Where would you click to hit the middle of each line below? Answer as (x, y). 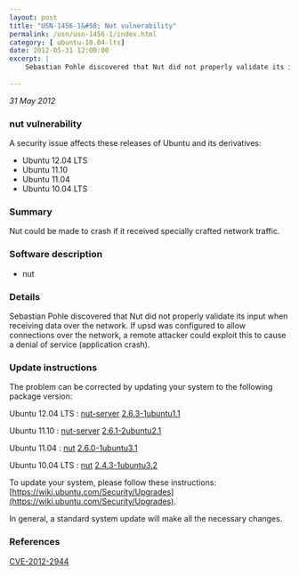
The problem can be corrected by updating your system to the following (141, 387)
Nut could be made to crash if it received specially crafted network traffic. (145, 231)
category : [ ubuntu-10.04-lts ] (67, 42)
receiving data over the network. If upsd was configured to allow (128, 325)
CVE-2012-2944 (39, 561)
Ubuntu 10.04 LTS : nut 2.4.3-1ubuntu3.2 (84, 466)
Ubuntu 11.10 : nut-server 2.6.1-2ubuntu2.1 (85, 431)
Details (25, 296)
